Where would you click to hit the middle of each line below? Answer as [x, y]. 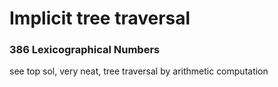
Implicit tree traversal [100, 18]
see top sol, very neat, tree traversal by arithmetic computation [139, 71]
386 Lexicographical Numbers [85, 50]
